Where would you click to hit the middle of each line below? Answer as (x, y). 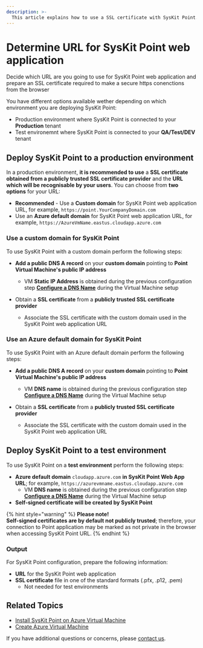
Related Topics (35, 605)
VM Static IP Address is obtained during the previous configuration (108, 281)
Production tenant (38, 126)
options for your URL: (33, 191)
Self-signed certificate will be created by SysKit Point (84, 502)
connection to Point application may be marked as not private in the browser (101, 527)
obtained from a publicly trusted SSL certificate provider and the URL (95, 179)
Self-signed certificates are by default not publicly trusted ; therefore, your (101, 521)
